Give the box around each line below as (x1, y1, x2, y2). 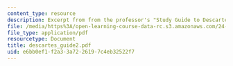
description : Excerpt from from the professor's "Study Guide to (7, 16, 200, 23)
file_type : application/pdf (7, 29, 89, 36)
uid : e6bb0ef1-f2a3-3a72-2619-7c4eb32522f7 (7, 49, 135, 56)
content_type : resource (7, 10, 76, 17)
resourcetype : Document (7, 36, 76, 43)
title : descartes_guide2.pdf (7, 42, 92, 49)
